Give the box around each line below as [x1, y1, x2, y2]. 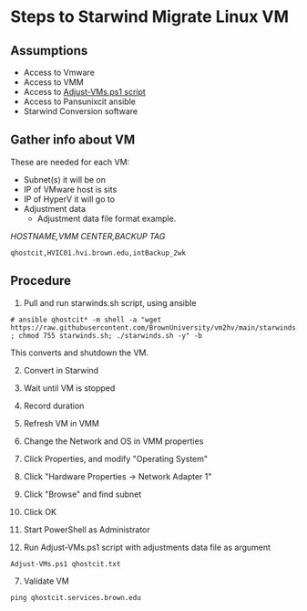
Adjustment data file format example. [36, 213, 177, 224]
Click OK [23, 506, 57, 517]
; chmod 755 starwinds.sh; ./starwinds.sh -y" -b [10, 331, 203, 340]
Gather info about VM [10, 132, 136, 148]
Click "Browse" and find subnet [23, 489, 142, 500]
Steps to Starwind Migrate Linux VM [10, 6, 290, 27]
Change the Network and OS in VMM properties [23, 436, 204, 447]
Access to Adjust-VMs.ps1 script [23, 87, 147, 97]
